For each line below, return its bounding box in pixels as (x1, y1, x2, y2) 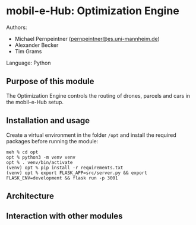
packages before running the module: (6, 137, 99, 144)
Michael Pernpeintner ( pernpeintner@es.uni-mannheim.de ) (14, 35, 160, 42)
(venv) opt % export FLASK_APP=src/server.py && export (6, 170, 147, 176)
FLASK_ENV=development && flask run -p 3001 (6, 175, 118, 181)
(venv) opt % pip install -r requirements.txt (6, 165, 124, 171)
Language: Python (6, 59, 52, 66)
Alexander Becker (14, 41, 59, 49)
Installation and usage (6, 115, 90, 126)
